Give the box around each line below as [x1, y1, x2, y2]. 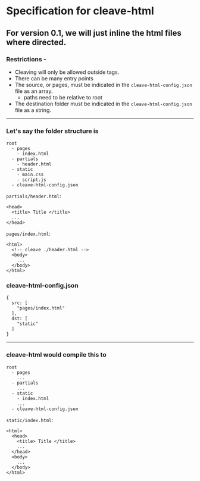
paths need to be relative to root [23, 93, 103, 101]
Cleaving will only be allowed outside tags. [14, 68, 120, 76]
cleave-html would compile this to [6, 351, 107, 359]
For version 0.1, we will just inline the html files [6, 28, 182, 38]
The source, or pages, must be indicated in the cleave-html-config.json [14, 81, 192, 88]
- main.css [17, 171, 44, 178]
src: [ [11, 300, 28, 306]
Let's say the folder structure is [6, 127, 99, 135]
